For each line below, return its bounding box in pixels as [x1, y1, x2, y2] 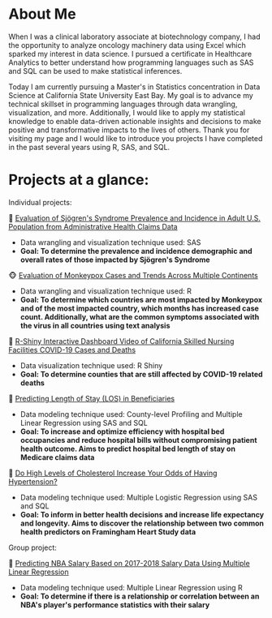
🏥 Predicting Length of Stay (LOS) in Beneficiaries [8, 393, 175, 403]
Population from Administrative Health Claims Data [8, 221, 178, 231]
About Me [8, 5, 76, 24]
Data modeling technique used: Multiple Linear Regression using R [19, 582, 243, 592]
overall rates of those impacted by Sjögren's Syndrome [19, 255, 210, 264]
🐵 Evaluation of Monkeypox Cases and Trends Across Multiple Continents [8, 270, 258, 280]
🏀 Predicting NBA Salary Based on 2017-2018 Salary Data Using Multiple [8, 558, 250, 568]
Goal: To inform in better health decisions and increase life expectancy [19, 509, 265, 519]
